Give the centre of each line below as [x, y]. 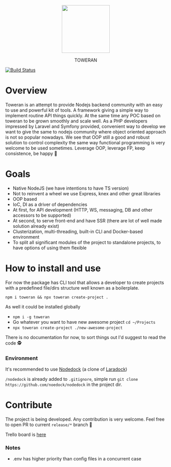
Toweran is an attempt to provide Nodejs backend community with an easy [84, 105]
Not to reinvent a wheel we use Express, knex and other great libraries [87, 193]
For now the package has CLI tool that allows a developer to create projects [85, 282]
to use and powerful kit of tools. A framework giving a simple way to [77, 110]
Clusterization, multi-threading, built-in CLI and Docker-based [78, 231]
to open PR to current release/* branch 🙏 [49, 425]
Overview [26, 90]
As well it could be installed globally [43, 306]
